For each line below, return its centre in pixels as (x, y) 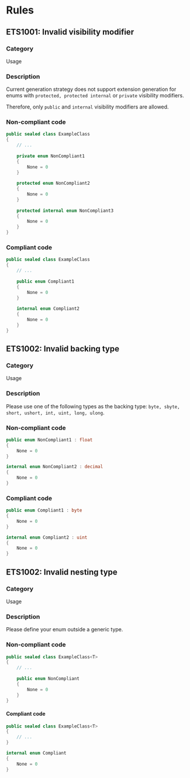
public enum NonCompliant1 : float (49, 440)
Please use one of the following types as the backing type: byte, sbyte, (93, 406)
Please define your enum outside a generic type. (65, 630)
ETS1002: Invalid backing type (63, 349)
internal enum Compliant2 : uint (47, 537)
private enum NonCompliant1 (51, 156)
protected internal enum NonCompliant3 (65, 211)
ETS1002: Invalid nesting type (62, 572)
